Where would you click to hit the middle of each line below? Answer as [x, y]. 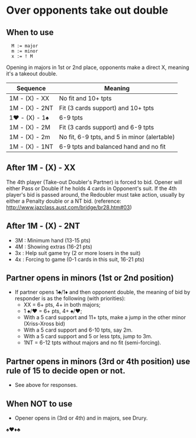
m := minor [25, 51]
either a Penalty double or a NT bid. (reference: [64, 201]
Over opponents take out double [87, 10]
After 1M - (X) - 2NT [43, 226]
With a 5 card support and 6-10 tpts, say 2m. [78, 330]
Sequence [31, 88]
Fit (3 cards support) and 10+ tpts [106, 108]
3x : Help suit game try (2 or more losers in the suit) [78, 253]
